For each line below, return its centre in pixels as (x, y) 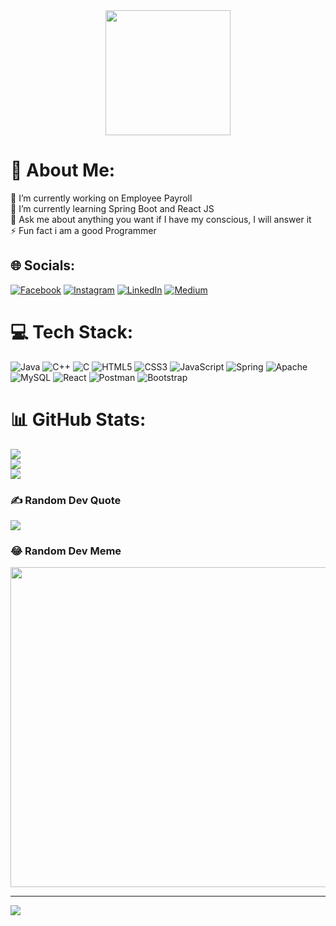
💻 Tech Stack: (72, 331)
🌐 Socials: (43, 265)
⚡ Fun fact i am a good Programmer (83, 230)
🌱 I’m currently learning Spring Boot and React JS (112, 208)
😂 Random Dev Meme (66, 551)
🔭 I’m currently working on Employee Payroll (101, 198)
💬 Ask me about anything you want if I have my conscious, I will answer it (161, 219)
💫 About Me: (63, 170)
